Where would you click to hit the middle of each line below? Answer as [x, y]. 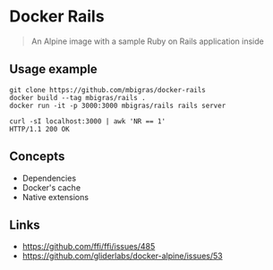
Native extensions [55, 197]
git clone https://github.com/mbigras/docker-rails [107, 90]
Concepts [37, 157]
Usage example [54, 69]
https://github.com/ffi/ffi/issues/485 [89, 247]
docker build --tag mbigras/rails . [77, 97]
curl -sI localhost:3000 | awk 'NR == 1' [88, 121]
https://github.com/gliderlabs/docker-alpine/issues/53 [122, 256]
